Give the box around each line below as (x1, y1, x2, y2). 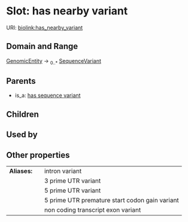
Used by (6, 130, 38, 140)
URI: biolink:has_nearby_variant (6, 24, 83, 31)
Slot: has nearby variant (6, 4, 128, 18)
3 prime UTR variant (44, 177, 101, 185)
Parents (6, 76, 36, 86)
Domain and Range (6, 41, 78, 51)
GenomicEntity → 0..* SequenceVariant (6, 57, 102, 66)
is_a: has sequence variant (14, 92, 81, 99)
